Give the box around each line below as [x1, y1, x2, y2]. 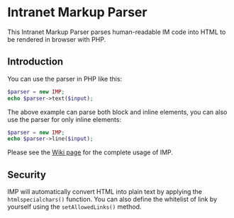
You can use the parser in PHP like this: [7, 74, 123, 83]
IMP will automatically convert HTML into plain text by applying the [7, 188, 202, 196]
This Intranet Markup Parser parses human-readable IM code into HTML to [7, 28, 226, 36]
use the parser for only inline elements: [7, 115, 122, 124]
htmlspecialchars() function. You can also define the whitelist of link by [7, 195, 218, 204]
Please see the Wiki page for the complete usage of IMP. [7, 148, 174, 156]
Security [7, 168, 46, 180]
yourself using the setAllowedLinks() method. [7, 202, 142, 211]
